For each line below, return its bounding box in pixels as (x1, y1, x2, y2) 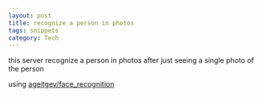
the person (8, 64, 45, 74)
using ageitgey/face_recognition (8, 80, 115, 89)
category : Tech (8, 33, 59, 42)
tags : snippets (8, 26, 59, 34)
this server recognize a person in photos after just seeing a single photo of (8, 56, 255, 65)
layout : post (8, 11, 52, 20)
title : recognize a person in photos (8, 19, 135, 27)
